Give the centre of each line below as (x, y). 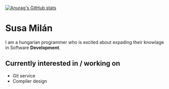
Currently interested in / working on (63, 63)
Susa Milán (29, 28)
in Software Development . (33, 48)
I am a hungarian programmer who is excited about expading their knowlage (85, 42)
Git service (24, 75)
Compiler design (30, 81)
